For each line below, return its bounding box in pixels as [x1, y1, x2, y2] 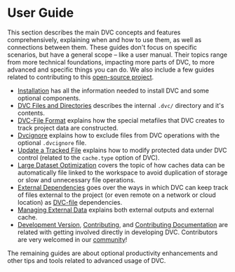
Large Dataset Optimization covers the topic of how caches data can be [17, 161, 226, 169]
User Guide [7, 5, 74, 21]
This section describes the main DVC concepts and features [7, 28, 181, 36]
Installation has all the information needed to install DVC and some [17, 86, 209, 95]
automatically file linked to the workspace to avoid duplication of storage [17, 168, 228, 177]
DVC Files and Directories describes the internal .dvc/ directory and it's [17, 101, 224, 109]
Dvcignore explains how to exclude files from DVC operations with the [17, 131, 220, 140]
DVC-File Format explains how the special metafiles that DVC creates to [17, 116, 225, 124]
